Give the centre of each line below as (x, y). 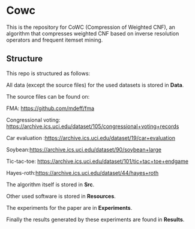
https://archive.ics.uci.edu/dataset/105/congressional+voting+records (93, 126)
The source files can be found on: (48, 96)
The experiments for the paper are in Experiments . (69, 207)
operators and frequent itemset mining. (55, 40)
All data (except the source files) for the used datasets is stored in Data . (95, 85)
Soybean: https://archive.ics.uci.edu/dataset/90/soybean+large (84, 149)
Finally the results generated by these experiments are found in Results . (95, 219)
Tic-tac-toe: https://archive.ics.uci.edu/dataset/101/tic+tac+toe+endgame (97, 161)
